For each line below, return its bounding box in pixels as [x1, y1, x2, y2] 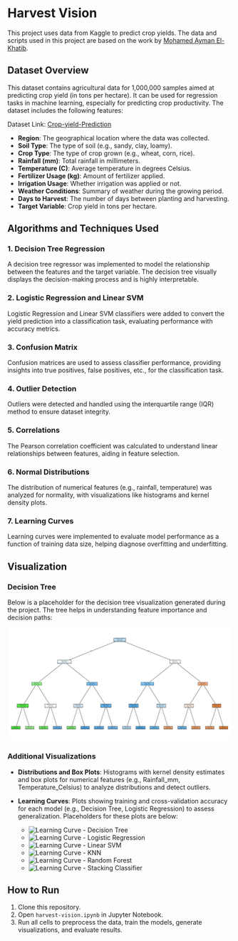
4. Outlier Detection [7, 384, 77, 394]
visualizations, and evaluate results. [17, 925, 123, 935]
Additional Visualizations [7, 751, 96, 761]
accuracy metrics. [7, 324, 61, 333]
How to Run [7, 884, 60, 896]
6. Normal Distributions [7, 467, 90, 477]
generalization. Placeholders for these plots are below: [17, 811, 178, 821]
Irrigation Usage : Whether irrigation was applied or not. [17, 179, 182, 187]
